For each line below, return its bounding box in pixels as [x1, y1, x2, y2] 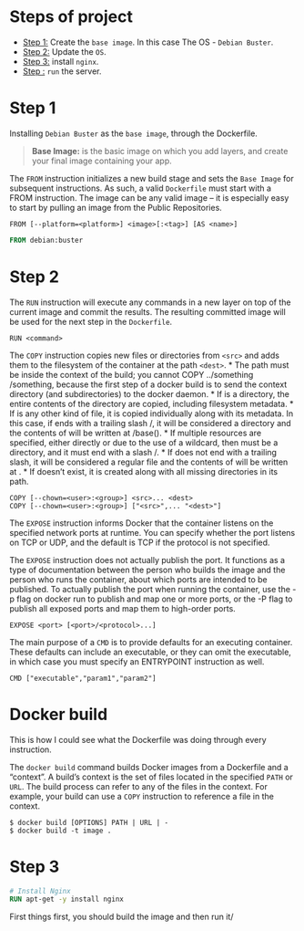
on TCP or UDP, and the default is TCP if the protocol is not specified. [9, 537, 270, 548]
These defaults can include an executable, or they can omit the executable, [9, 646, 291, 657]
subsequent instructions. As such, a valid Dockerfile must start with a [9, 183, 271, 194]
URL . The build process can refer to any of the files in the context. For [9, 780, 269, 791]
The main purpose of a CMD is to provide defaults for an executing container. [9, 636, 293, 647]
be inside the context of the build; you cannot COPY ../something [9, 369, 254, 380]
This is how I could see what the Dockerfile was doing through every [9, 734, 267, 745]
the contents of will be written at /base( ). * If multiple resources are [9, 427, 262, 438]
